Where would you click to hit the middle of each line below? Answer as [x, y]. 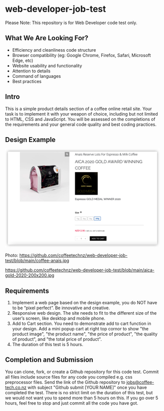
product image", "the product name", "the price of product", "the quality [85, 334]
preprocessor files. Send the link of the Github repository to [65, 382]
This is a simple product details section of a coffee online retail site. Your [79, 109]
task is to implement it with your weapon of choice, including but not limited [82, 114]
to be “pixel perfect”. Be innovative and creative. [61, 308]
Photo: [12, 255]
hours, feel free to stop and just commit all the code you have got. [72, 403]
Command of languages [37, 76]
